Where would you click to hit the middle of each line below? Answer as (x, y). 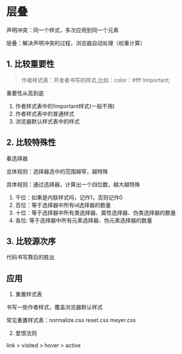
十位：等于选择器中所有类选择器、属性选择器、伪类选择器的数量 (95, 212)
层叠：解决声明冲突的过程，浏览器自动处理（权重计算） (76, 43)
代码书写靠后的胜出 (31, 257)
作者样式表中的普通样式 (45, 114)
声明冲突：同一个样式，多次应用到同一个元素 (63, 30)
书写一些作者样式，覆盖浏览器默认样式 (54, 307)
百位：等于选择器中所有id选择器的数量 (63, 205)
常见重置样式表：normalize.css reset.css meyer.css (71, 320)
